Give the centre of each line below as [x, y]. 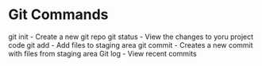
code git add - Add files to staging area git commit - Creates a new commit [131, 45]
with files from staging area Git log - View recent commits [102, 53]
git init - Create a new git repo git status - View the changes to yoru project [131, 37]
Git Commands [58, 15]
